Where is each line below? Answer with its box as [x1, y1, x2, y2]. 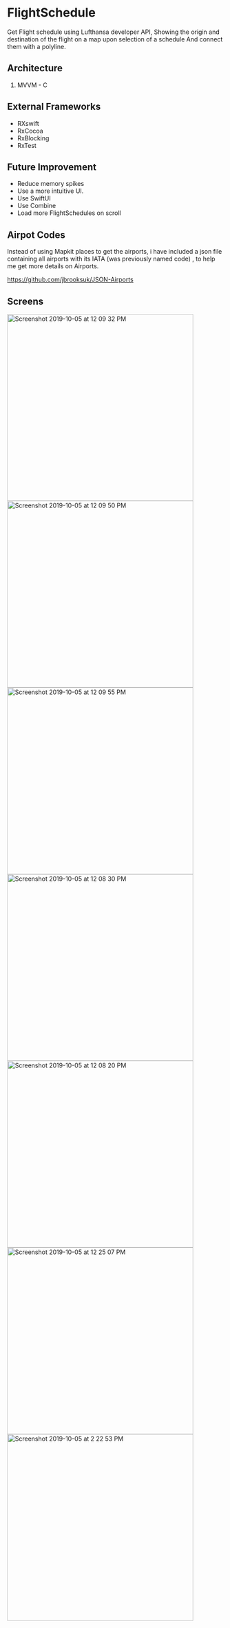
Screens [7, 295, 43, 307]
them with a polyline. [7, 42, 67, 50]
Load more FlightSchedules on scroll [17, 209, 122, 217]
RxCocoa [17, 127, 43, 135]
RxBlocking [17, 133, 50, 142]
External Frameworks [7, 101, 101, 113]
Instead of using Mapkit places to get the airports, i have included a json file [7, 247, 222, 256]
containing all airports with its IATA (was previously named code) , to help [7, 254, 216, 263]
